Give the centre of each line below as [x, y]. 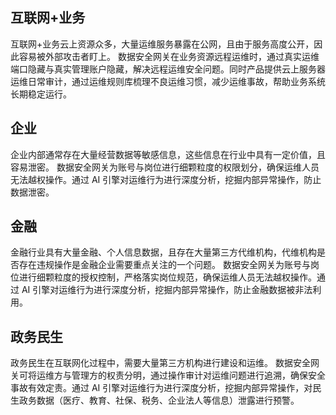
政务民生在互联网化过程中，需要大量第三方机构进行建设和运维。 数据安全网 [165, 363]
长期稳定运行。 [41, 94]
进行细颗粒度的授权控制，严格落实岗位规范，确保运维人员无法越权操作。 [167, 277]
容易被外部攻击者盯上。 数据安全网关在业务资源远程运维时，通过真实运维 [169, 56]
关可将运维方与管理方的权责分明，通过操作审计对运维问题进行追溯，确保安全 [168, 375]
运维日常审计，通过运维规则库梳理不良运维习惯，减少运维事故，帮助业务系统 [168, 81]
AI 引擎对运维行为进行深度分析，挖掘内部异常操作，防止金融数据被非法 [167, 290]
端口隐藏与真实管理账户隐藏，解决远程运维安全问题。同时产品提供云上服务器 [168, 69]
